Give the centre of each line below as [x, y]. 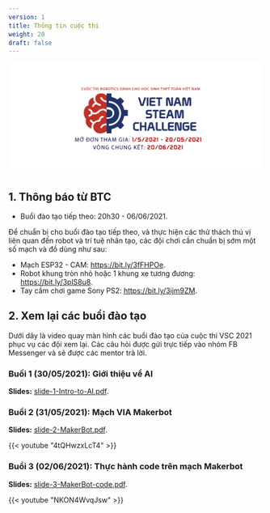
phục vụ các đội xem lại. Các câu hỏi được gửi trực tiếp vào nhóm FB [123, 344]
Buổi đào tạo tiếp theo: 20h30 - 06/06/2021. [94, 216]
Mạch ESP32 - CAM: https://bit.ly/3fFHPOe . [93, 265]
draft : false [30, 43]
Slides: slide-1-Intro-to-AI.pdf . [59, 392]
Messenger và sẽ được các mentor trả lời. [78, 353]
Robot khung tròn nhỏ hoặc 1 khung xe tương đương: [108, 273]
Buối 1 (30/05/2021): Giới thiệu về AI [81, 374]
